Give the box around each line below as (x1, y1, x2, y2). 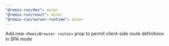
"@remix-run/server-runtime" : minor (5, 17, 83, 22)
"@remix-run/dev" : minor (5, 7, 58, 13)
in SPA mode (5, 36, 32, 42)
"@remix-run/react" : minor (5, 12, 63, 17)
